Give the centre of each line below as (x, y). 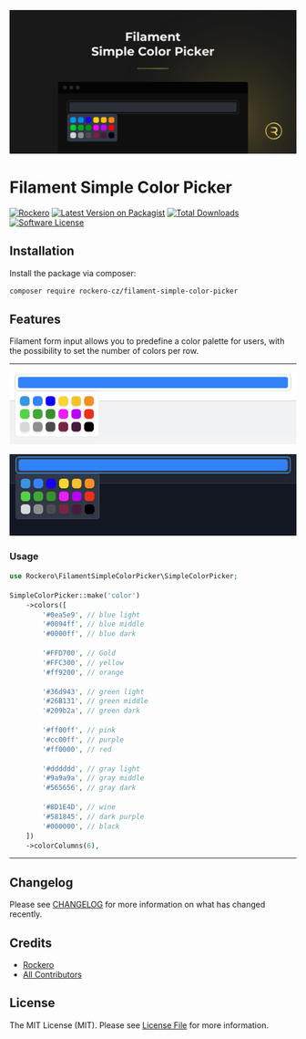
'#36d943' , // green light (93, 691)
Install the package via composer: (73, 273)
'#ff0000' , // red (77, 749)
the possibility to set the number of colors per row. (104, 351)
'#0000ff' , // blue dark (89, 634)
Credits (31, 943)
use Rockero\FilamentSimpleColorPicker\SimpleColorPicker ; (124, 577)
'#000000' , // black (81, 826)
